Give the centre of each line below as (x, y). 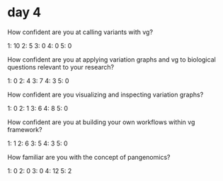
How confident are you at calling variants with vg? (80, 32)
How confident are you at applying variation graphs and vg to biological (111, 59)
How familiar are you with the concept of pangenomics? (89, 157)
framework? (25, 129)
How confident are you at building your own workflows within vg (101, 122)
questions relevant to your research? (61, 67)
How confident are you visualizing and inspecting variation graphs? (105, 94)
